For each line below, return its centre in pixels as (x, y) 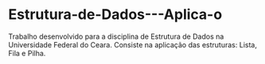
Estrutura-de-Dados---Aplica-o (115, 15)
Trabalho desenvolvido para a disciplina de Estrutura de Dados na (116, 36)
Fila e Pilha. (27, 53)
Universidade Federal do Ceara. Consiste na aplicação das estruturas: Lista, (132, 44)
